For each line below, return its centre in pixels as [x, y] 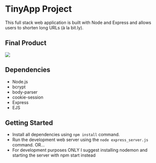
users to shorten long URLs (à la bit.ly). [44, 27]
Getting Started [29, 123]
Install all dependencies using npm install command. [66, 135]
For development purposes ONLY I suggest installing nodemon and [80, 150]
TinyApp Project [39, 9]
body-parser [25, 92]
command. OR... [28, 145]
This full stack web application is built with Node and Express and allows [78, 22]
